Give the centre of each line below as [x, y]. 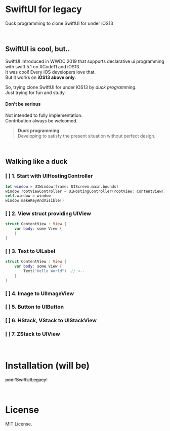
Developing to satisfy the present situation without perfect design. [87, 136]
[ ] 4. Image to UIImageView [40, 293]
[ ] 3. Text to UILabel [30, 251]
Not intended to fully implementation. [44, 115]
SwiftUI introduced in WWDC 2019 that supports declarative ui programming [85, 61]
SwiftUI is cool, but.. [38, 49]
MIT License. [19, 424]
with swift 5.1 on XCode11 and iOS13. [43, 66]
